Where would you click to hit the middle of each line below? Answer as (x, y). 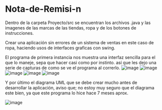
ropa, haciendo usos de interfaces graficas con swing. (60, 48)
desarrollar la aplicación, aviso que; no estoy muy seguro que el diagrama (80, 87)
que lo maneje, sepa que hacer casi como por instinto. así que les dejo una (81, 62)
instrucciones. (19, 33)
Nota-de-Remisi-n (43, 9)
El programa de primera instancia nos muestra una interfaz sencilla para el (80, 57)
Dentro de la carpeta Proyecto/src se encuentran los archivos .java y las (78, 23)
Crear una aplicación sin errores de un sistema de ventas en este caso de (80, 42)
